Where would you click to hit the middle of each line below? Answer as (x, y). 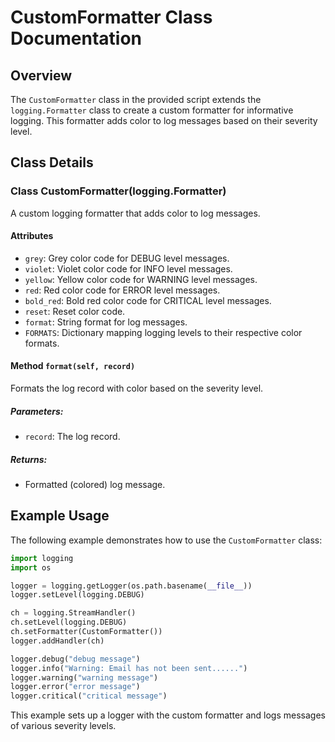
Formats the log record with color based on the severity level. (137, 388)
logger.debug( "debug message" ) (75, 659)
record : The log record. (72, 437)
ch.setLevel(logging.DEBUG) (69, 622)
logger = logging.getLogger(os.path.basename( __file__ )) (131, 586)
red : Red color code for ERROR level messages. (122, 290)
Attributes (32, 236)
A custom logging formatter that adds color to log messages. (135, 213)
